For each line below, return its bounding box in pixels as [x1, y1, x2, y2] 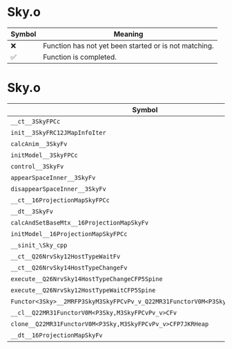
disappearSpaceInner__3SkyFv [10, 185, 106, 193]
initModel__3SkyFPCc [10, 151, 78, 159]
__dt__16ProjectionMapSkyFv [10, 331, 103, 339]
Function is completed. [42, 52, 117, 62]
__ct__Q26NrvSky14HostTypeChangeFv [10, 264, 128, 271]
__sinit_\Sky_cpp [10, 241, 68, 249]
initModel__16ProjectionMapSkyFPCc [10, 230, 128, 238]
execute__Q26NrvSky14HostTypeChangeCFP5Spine [10, 275, 163, 283]
